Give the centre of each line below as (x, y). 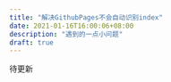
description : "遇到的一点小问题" (66, 34)
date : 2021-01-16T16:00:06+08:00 (72, 26)
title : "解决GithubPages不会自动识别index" (86, 17)
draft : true (31, 42)
